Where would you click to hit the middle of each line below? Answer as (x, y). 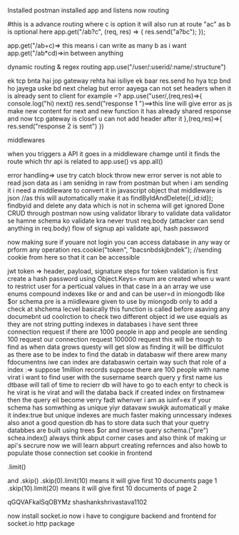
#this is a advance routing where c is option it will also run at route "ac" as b (119, 24)
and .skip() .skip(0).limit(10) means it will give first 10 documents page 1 (112, 480)
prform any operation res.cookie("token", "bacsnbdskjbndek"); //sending (115, 250)
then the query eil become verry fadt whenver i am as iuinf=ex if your (110, 400)
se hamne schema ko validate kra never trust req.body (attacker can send (116, 221)
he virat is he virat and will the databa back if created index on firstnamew (116, 392)
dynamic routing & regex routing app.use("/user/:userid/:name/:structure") (117, 67)
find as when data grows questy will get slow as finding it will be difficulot (116, 347)
